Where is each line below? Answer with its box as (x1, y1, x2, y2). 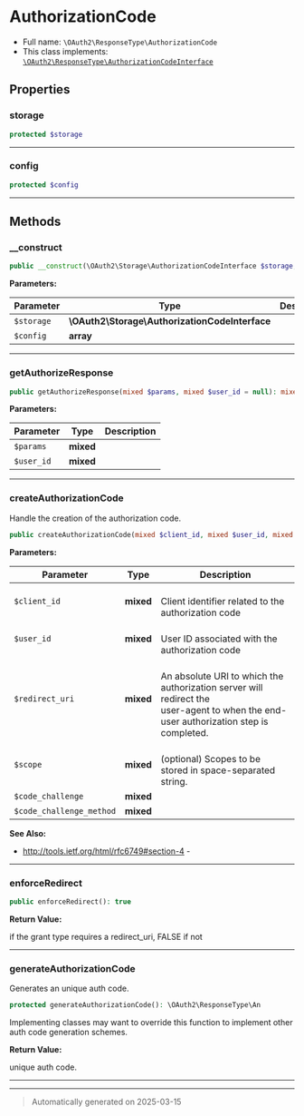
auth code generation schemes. (9, 1026, 128, 1037)
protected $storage (9, 130, 83, 139)
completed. (160, 726, 209, 739)
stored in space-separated (160, 764, 276, 777)
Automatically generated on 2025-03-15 (31, 1096, 182, 1107)
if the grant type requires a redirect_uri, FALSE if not (9, 931, 204, 942)
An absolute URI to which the (160, 670, 284, 682)
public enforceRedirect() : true (9, 896, 131, 906)
